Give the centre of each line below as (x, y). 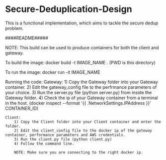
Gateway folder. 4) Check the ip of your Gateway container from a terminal (82, 98)
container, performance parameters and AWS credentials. (65, 135)
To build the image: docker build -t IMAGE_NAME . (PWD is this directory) (80, 62)
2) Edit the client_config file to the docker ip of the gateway (83, 131)
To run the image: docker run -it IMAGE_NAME (53, 72)
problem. (14, 28)
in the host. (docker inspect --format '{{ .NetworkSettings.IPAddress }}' (78, 103)
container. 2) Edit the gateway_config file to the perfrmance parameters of (81, 87)
